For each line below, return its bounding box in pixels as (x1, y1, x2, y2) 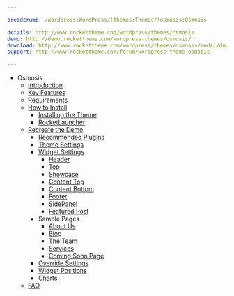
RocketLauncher (38, 118, 86, 126)
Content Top (48, 177, 85, 186)
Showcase (48, 170, 79, 179)
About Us (48, 222, 76, 230)
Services (48, 244, 75, 253)
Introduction (27, 81, 63, 89)
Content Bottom (48, 185, 94, 193)
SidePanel (48, 200, 78, 208)
